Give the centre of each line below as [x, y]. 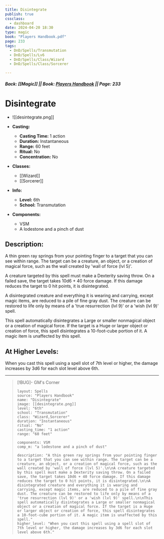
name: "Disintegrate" [39, 400]
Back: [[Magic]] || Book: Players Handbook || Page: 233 [63, 84]
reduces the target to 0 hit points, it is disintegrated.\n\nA [84, 481]
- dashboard [22, 23]
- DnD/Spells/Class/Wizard [37, 60]
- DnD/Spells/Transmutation [38, 50]
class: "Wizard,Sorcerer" [43, 417]
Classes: [21, 166]
